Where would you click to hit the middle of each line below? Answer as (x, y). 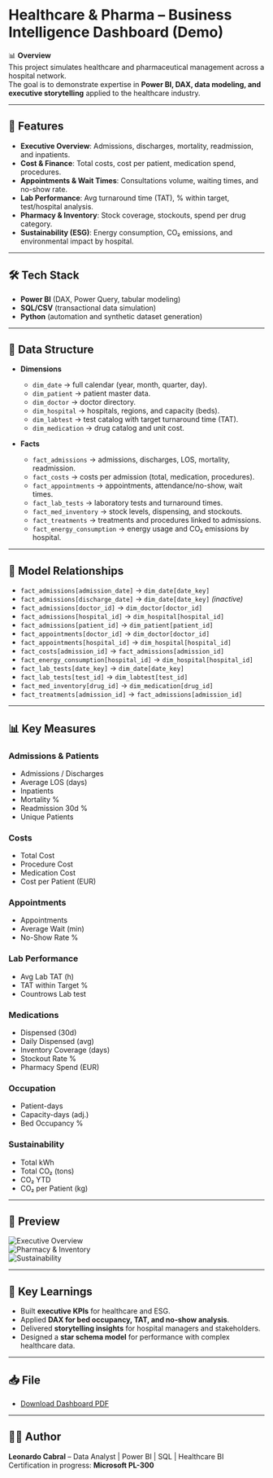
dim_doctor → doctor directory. (84, 402)
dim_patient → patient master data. (91, 393)
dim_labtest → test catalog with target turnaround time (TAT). (135, 419)
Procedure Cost (46, 864)
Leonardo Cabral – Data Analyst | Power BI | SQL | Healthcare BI (116, 1456)
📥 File (24, 1380)
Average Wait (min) (52, 929)
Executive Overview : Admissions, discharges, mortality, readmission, (137, 146)
